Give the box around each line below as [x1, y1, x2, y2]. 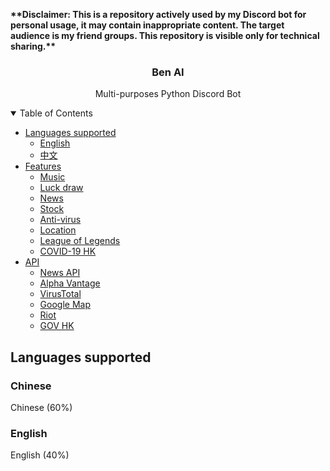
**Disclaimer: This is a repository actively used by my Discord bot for [10, 9, 307, 20]
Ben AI [151, 65, 185, 79]
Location [39, 224, 77, 236]
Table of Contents [19, 107, 93, 119]
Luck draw [39, 182, 84, 194]
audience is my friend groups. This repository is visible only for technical [10, 30, 320, 41]
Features [24, 160, 62, 173]
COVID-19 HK [39, 245, 97, 258]
